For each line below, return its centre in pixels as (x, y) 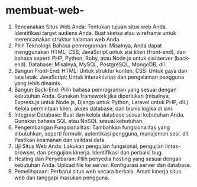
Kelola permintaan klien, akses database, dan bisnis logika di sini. (94, 108)
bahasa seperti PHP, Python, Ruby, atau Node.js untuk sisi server (93, 58)
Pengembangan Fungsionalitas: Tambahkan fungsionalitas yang (92, 127)
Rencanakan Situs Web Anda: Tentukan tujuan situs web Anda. (91, 27)
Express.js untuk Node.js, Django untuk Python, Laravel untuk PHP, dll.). (102, 102)
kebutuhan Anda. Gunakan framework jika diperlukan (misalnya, (92, 96)
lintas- (173, 146)
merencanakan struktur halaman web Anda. (67, 39)
